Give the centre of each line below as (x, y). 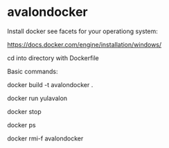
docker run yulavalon (37, 98)
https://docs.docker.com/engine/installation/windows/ (84, 44)
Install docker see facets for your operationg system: (82, 31)
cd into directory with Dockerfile (53, 58)
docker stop (24, 111)
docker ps (21, 124)
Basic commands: (33, 71)
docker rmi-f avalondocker (45, 138)
